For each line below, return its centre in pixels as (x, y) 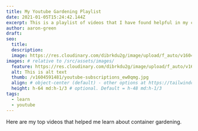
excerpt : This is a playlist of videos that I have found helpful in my (97, 22)
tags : (13, 94)
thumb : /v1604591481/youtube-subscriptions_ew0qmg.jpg (80, 77)
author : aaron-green (32, 28)
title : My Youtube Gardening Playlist (54, 12)
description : (27, 50)
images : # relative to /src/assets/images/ (60, 61)
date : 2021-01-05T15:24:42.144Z (46, 17)
